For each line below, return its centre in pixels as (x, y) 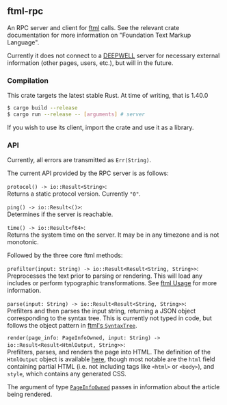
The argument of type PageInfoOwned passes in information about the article (113, 387)
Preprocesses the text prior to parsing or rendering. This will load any (105, 276)
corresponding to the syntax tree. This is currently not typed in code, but (109, 318)
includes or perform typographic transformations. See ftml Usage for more (112, 283)
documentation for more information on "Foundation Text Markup (99, 35)
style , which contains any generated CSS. (67, 374)
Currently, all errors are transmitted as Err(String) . (79, 160)
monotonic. (23, 242)
